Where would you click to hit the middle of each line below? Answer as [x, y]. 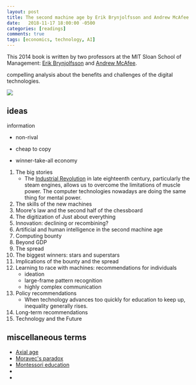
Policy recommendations [46, 293]
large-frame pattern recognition [63, 280]
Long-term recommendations [52, 312]
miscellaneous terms [47, 337]
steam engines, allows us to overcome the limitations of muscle [102, 185]
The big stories [34, 172]
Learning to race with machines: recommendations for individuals [96, 267]
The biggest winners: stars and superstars [68, 255]
